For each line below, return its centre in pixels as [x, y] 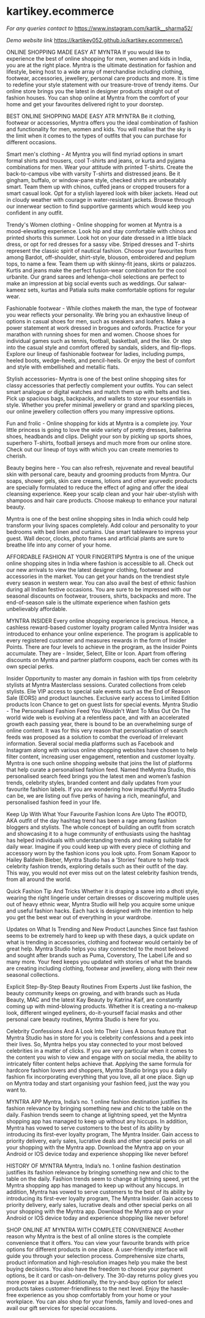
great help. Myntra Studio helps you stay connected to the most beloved [97, 949]
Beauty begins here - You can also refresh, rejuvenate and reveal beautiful [100, 468]
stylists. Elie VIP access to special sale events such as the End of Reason [99, 691]
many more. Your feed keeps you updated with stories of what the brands [99, 962]
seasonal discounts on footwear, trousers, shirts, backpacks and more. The [102, 596]
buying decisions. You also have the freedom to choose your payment [95, 1269]
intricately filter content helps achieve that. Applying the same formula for [99, 1063]
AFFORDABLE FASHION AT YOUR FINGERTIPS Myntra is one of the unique [100, 557]
